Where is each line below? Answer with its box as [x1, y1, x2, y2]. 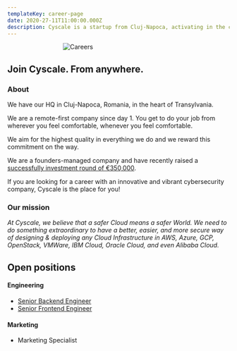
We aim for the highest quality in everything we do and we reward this [7, 135, 211, 144]
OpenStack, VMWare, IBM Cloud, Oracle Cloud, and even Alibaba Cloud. [7, 241, 219, 250]
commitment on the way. [7, 142, 80, 152]
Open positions [7, 261, 76, 273]
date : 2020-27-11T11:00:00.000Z [7, 17, 102, 24]
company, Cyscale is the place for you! [7, 185, 121, 194]
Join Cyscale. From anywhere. [7, 63, 144, 75]
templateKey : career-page [7, 10, 83, 18]
